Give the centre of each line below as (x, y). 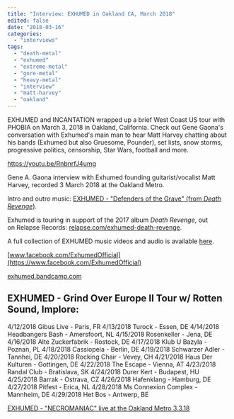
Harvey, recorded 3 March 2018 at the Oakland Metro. (86, 185)
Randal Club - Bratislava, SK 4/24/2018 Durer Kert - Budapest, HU (103, 371)
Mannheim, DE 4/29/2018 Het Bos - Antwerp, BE (78, 394)
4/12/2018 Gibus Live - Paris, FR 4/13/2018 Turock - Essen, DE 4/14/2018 (113, 326)
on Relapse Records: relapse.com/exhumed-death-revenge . (95, 227)
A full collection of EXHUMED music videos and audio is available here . (111, 241)
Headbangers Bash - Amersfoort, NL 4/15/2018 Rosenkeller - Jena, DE (110, 334)
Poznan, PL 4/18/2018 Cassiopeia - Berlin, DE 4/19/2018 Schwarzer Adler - (116, 349)
